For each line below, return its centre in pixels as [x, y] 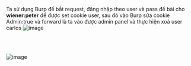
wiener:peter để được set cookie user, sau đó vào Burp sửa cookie [88, 15]
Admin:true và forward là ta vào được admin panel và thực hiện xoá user [94, 22]
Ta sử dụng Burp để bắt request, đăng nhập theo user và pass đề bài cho [95, 9]
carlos [14, 28]
